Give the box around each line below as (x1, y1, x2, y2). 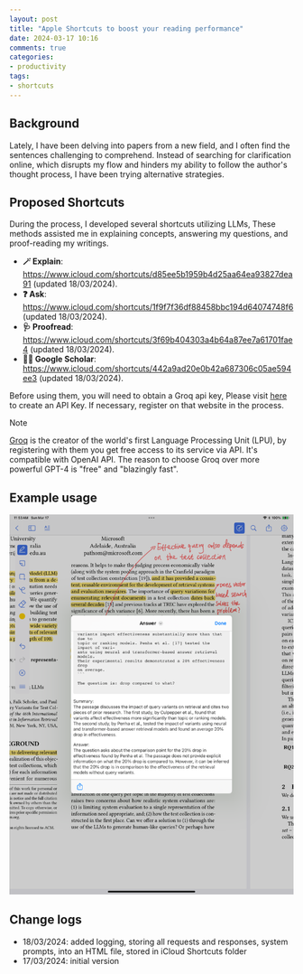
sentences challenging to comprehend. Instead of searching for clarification (9, 149, 291, 160)
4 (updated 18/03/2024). (22, 344, 115, 355)
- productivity (9, 62, 67, 71)
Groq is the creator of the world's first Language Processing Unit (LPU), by (9, 435, 287, 446)
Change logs (9, 913, 83, 928)
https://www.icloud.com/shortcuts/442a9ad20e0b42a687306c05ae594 (22, 363, 291, 374)
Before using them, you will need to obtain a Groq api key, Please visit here (9, 390, 288, 401)
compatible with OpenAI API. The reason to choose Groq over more (9, 454, 260, 465)
